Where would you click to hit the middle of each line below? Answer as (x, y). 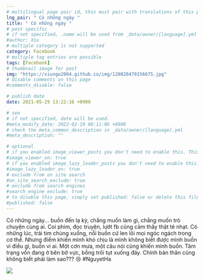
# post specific (27, 29)
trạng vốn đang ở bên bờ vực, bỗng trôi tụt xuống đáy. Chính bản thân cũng (101, 252)
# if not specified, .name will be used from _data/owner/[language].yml (102, 35)
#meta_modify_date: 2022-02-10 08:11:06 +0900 (66, 124)
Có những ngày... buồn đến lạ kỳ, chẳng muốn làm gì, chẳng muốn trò (93, 220)
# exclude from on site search (46, 175)
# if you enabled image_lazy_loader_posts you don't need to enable (95, 163)
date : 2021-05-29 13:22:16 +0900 (49, 102)
